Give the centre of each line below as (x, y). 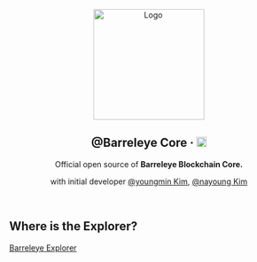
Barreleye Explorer (43, 248)
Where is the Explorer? (74, 226)
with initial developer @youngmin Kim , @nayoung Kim (149, 181)
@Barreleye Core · (143, 143)
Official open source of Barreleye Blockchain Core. (149, 164)
